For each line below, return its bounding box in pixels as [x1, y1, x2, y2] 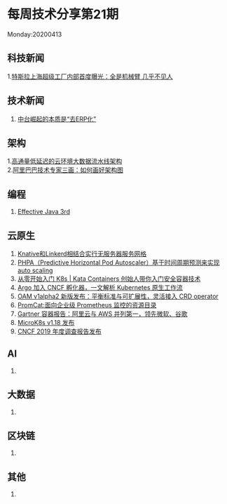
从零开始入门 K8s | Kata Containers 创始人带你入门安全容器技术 [17, 274, 201, 283]
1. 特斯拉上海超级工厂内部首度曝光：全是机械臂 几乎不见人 [7, 72, 173, 81]
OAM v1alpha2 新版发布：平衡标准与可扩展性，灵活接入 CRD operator [17, 292, 219, 300]
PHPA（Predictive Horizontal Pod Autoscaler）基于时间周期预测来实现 [17, 258, 220, 267]
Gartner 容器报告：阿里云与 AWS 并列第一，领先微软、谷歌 [17, 310, 188, 318]
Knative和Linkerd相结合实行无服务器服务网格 [17, 250, 147, 258]
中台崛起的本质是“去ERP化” [17, 114, 97, 123]
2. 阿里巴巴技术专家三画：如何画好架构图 [7, 166, 124, 174]
